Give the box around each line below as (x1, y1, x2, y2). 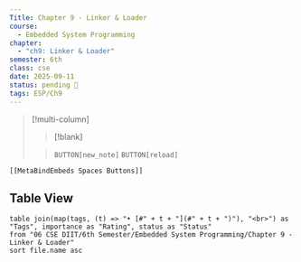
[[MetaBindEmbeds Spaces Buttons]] (9, 166, 144, 175)
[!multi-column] (31, 114, 90, 125)
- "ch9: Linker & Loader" (17, 47, 116, 56)
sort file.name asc (9, 246, 83, 256)
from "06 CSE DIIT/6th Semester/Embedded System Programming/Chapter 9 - (9, 230, 294, 239)
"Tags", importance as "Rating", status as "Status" (9, 222, 212, 231)
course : (9, 22, 39, 31)
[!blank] (53, 131, 83, 142)
